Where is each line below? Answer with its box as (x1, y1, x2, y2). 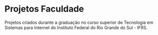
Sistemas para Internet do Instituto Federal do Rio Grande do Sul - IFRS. (4, 24, 148, 30)
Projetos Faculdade (4, 3, 84, 15)
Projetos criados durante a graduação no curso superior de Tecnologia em (4, 19, 154, 25)
